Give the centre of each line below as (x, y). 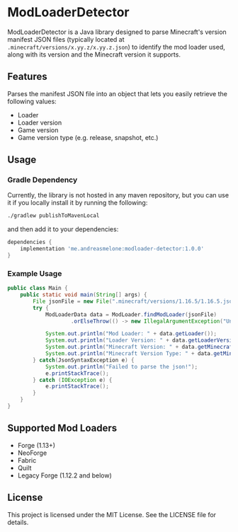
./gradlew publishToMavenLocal (53, 216)
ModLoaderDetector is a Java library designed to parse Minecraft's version (117, 32)
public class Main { (38, 288)
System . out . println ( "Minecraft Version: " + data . (121, 347)
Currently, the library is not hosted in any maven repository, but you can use (118, 195)
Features (27, 77)
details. (18, 522)
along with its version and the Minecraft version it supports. (94, 54)
